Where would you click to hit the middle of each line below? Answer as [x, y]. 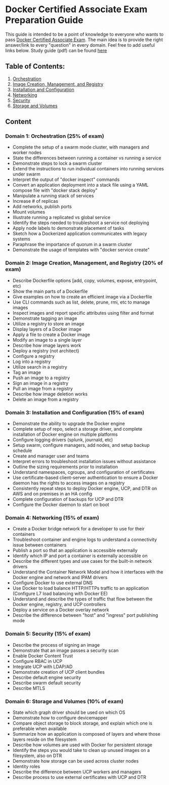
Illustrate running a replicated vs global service [61, 218]
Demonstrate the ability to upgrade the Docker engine [69, 424]
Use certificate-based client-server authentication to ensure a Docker [85, 478]
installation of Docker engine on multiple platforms [65, 434]
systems [21, 239]
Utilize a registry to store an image [48, 323]
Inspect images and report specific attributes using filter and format [83, 313]
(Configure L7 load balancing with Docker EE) [60, 594]
